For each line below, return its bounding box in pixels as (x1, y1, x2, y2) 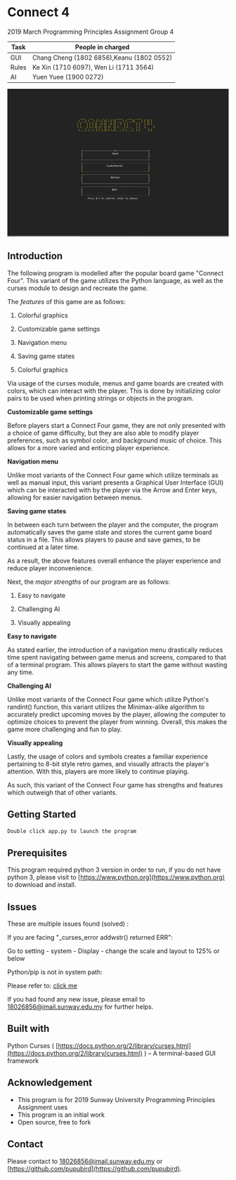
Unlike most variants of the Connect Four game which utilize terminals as (7, 471, 219, 479)
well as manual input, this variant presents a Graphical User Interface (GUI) (7, 478, 224, 487)
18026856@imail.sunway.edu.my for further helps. (7, 1002, 154, 1011)
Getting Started (7, 808, 77, 820)
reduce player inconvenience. (7, 563, 93, 572)
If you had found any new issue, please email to (7, 995, 145, 1004)
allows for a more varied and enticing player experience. (7, 443, 171, 452)
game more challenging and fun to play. (7, 725, 122, 733)
